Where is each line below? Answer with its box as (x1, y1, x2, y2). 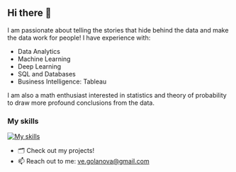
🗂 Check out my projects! (17, 147, 94, 155)
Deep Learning (17, 62, 62, 71)
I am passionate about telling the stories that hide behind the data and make (7, 25, 229, 34)
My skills (7, 116, 39, 126)
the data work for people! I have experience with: (7, 33, 151, 42)
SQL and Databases (17, 69, 76, 78)
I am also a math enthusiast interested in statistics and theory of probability (7, 91, 227, 99)
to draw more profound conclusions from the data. (7, 98, 154, 107)
